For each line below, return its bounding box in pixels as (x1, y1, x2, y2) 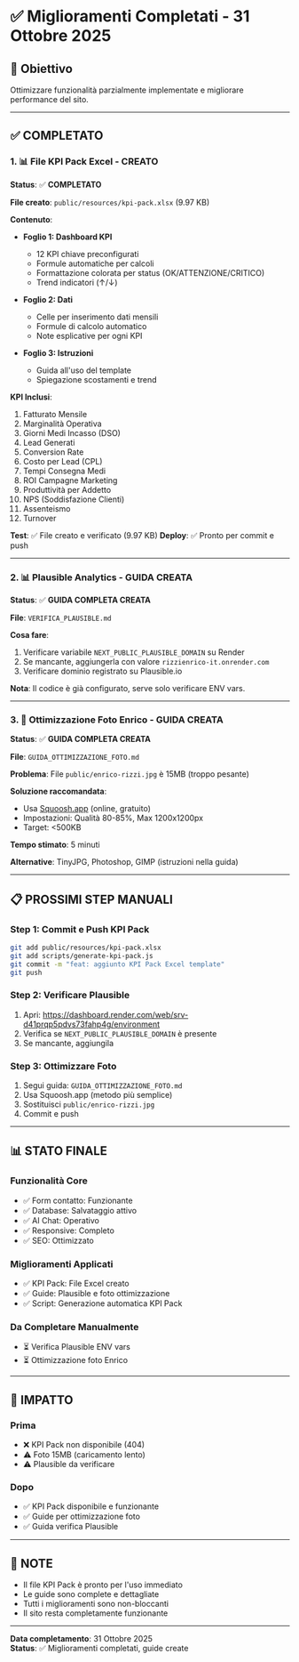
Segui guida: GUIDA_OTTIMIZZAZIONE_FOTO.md (22, 1080, 183, 1091)
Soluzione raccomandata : (10, 786, 107, 797)
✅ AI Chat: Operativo (22, 1214, 100, 1225)
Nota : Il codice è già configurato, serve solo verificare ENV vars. (10, 682, 246, 693)
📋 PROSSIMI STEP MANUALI (10, 892, 174, 907)
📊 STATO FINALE (10, 1143, 107, 1158)
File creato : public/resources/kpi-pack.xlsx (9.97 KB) (10, 197, 210, 207)
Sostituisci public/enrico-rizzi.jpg (22, 1099, 155, 1109)
